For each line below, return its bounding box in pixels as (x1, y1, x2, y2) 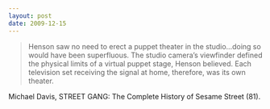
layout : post (8, 11, 52, 20)
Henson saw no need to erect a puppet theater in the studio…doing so (27, 41, 262, 51)
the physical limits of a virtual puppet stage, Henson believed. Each (27, 58, 252, 69)
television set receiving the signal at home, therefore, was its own (27, 67, 246, 77)
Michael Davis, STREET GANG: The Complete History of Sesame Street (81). (8, 91, 261, 101)
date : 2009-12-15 (8, 19, 67, 27)
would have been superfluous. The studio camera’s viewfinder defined (27, 50, 263, 60)
